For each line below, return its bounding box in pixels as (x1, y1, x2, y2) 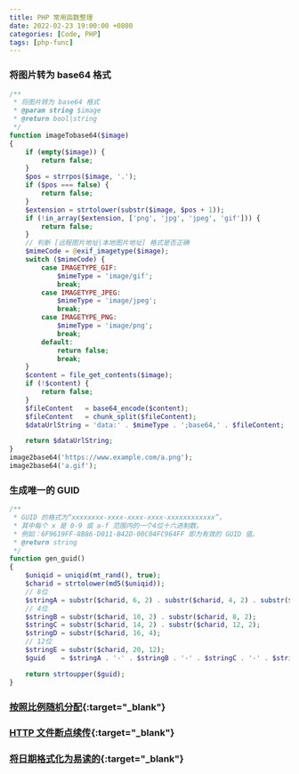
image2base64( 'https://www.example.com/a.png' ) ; (9, 453, 193, 463)
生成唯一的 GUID (9, 484, 80, 496)
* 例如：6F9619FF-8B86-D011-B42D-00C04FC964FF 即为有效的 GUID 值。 (12, 529, 260, 538)
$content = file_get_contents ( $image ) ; (25, 371, 174, 380)
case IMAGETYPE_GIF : (41, 263, 117, 272)
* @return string (12, 537, 77, 547)
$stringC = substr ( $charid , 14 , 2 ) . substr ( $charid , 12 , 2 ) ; (25, 620, 261, 630)
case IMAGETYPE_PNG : (41, 313, 117, 322)
